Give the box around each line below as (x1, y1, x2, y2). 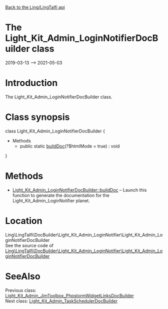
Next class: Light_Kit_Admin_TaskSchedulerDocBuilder (5, 298, 118, 304)
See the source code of (5, 242, 54, 248)
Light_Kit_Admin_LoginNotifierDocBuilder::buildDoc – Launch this (12, 187, 147, 193)
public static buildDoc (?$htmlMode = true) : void (19, 143, 120, 149)
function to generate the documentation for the (12, 192, 110, 198)
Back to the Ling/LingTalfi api (5, 5, 65, 10)
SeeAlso (5, 270, 41, 282)
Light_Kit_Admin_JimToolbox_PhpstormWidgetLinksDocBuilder (5, 292, 134, 298)
